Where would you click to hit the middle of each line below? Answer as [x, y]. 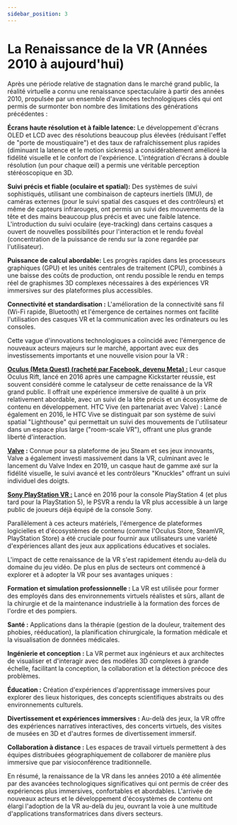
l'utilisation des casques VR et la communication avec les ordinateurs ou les [118, 319]
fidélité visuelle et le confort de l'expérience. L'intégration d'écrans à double [118, 157]
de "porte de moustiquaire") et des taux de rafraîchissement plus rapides [114, 142]
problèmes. [24, 676]
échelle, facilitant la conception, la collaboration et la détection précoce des [118, 668]
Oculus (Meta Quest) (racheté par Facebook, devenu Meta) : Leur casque [117, 369]
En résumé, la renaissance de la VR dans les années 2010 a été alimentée [114, 775]
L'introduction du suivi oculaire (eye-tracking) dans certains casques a [110, 224]
